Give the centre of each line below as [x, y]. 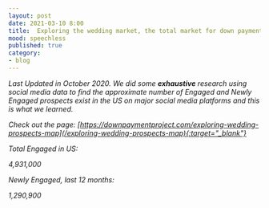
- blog [19, 61]
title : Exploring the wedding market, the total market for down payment [136, 31]
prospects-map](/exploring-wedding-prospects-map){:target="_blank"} [127, 133]
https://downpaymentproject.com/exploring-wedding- [169, 124]
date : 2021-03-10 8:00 [46, 23]
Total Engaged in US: [43, 149]
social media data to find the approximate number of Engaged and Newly [130, 92]
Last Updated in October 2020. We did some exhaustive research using [128, 83]
